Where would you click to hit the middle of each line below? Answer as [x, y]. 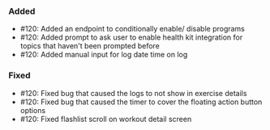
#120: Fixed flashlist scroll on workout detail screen [106, 119]
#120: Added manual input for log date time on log [104, 55]
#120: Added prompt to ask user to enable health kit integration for [131, 37]
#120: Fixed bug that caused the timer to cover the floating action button [141, 102]
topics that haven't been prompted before [90, 46]
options [33, 110]
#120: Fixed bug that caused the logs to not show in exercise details [133, 93]
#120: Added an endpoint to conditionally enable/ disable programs [133, 29]
